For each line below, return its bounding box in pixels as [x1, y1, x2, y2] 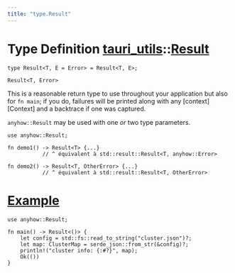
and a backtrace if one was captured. [36, 104, 146, 113]
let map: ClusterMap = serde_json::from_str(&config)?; [20, 240, 190, 248]
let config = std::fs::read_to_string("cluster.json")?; [20, 235, 192, 242]
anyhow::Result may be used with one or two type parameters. [7, 118, 191, 126]
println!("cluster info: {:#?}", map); [20, 247, 138, 254]
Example [7, 192, 60, 208]
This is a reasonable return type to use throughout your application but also [7, 89, 229, 98]
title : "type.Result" [7, 10, 72, 18]
